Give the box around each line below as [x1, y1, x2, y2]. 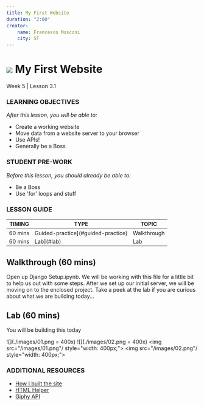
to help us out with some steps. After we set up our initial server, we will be [6, 280, 194, 287]
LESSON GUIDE [6, 205, 53, 213]
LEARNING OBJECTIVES [6, 97, 80, 106]
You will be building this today [6, 326, 82, 334]
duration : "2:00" [6, 16, 51, 22]
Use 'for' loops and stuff [15, 190, 77, 197]
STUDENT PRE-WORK [6, 158, 72, 167]
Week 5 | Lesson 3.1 [6, 83, 57, 90]
